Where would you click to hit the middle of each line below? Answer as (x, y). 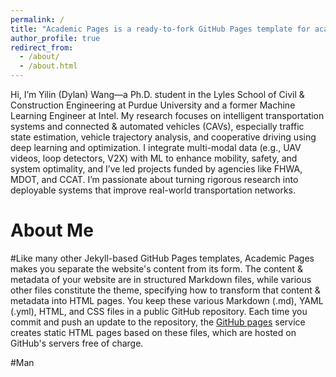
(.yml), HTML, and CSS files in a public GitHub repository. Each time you (159, 311)
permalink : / (37, 19)
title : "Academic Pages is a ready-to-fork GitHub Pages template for (160, 29)
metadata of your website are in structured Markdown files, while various (161, 279)
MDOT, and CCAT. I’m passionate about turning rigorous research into (154, 179)
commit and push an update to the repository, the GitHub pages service (158, 322)
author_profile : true (55, 38)
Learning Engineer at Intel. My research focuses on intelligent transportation (167, 115)
